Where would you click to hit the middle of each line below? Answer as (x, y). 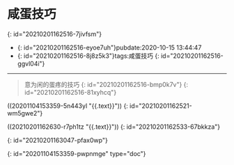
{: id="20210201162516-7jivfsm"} (55, 34)
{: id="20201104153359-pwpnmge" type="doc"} (77, 153)
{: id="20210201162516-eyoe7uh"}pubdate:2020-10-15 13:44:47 (109, 47)
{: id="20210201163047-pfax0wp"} (57, 140)
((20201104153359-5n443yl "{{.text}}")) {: (68, 106)
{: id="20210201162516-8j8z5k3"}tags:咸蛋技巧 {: (88, 56)
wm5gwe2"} (25, 113)
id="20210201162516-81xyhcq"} (70, 92)
